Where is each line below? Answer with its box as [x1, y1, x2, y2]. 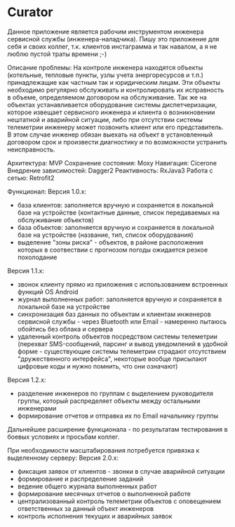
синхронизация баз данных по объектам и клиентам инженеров [17, 310, 212, 318]
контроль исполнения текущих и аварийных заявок [17, 512, 173, 520]
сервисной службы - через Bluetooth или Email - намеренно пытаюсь [17, 317, 227, 326]
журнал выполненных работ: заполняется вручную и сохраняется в [17, 295, 222, 303]
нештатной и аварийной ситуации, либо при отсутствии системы [7, 115, 203, 123]
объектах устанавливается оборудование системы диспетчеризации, [7, 100, 217, 109]
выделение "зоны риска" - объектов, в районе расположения [17, 238, 203, 246]
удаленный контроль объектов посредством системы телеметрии [17, 332, 217, 341]
